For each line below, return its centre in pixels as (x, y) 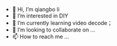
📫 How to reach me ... (40, 37)
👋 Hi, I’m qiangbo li (36, 9)
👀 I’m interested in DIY (40, 16)
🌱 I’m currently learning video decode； (62, 23)
